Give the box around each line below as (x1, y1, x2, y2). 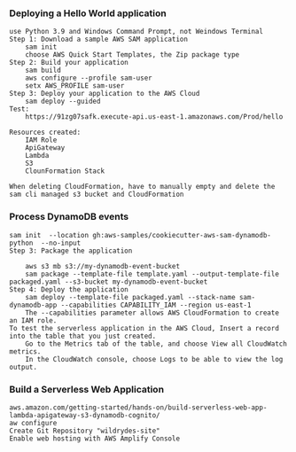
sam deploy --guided (25, 97, 101, 106)
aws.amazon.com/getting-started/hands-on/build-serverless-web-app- (9, 402, 268, 412)
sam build (25, 66, 62, 75)
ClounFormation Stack (25, 167, 105, 175)
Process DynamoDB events (9, 211, 129, 223)
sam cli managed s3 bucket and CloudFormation (9, 190, 184, 199)
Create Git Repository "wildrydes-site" (9, 426, 161, 435)
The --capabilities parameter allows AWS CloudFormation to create (25, 308, 279, 317)
